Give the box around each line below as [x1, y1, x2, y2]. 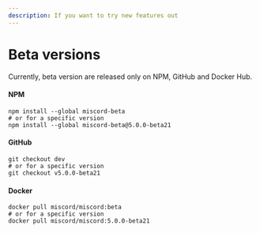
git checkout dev [8, 155, 66, 163]
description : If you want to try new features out [8, 11, 179, 20]
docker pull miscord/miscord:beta [8, 203, 122, 212]
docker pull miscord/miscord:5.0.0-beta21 [8, 217, 150, 225]
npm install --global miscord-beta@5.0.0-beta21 [8, 121, 171, 129]
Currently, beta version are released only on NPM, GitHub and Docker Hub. [8, 72, 253, 81]
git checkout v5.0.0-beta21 [8, 169, 101, 177]
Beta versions [8, 45, 101, 63]
